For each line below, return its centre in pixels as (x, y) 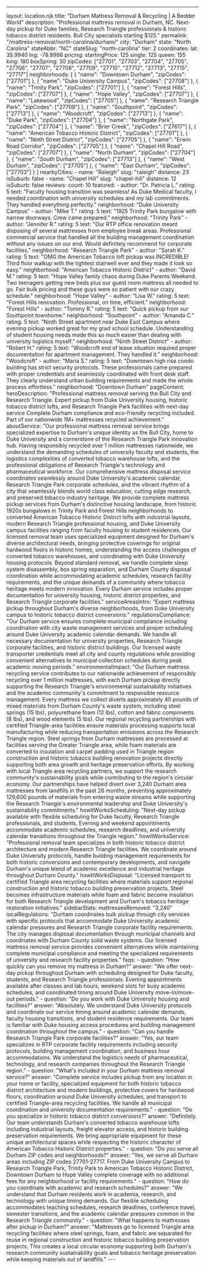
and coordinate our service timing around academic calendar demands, (96, 1012)
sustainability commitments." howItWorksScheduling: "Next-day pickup (96, 810)
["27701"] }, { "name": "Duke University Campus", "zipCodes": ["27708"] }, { (102, 81)
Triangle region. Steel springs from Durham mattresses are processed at (97, 738)
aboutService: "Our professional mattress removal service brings (88, 426)
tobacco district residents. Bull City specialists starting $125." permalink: (97, 35)
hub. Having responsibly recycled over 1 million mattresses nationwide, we (100, 445)
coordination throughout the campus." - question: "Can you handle (90, 1031)
